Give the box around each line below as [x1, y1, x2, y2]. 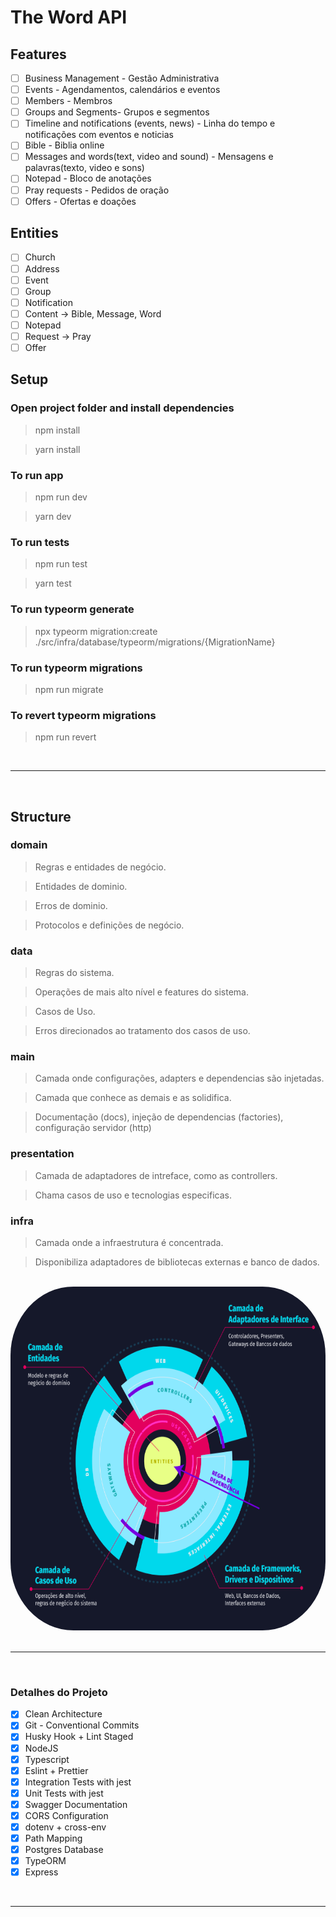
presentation [10, 1147, 75, 1161]
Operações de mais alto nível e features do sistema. [34, 986, 249, 998]
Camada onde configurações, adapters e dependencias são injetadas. [34, 1072, 325, 1085]
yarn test [34, 577, 72, 590]
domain [10, 838, 48, 852]
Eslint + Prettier [24, 1764, 89, 1776]
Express [24, 1866, 59, 1878]
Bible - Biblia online [24, 139, 105, 151]
